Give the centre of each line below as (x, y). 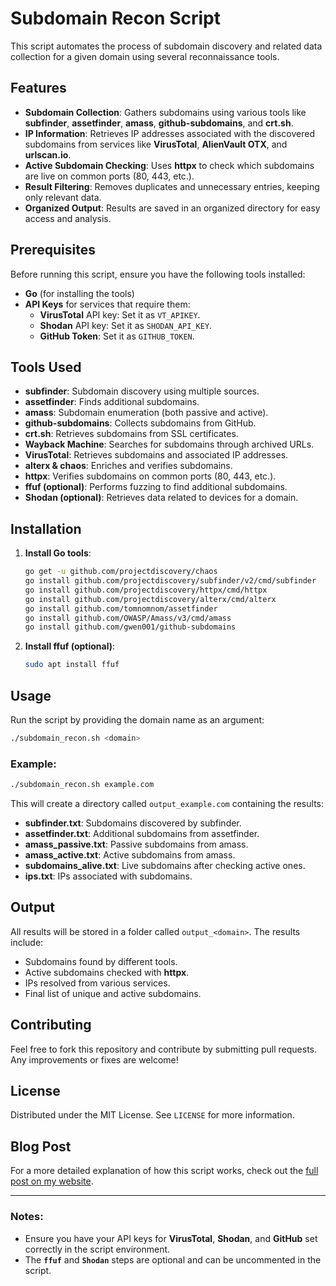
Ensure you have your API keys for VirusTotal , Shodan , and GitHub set (171, 1238)
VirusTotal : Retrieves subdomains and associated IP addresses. (156, 455)
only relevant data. (63, 197)
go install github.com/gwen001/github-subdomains (130, 627)
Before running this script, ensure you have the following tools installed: (158, 274)
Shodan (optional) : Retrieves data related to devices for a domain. (161, 498)
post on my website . (52, 1181)
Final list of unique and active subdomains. (113, 993)
